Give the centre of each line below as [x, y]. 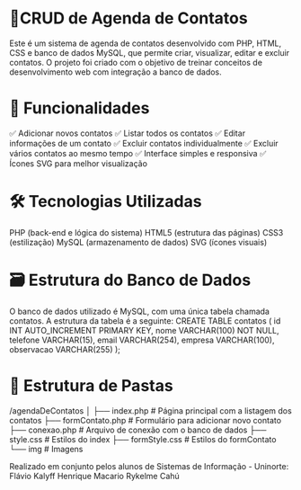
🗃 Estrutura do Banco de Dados [130, 280]
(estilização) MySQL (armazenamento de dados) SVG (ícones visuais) [138, 242]
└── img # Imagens [46, 449]
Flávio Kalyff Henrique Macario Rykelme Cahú [94, 476]
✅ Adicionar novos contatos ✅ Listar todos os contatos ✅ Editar [127, 133]
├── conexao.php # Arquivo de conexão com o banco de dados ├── [138, 430]
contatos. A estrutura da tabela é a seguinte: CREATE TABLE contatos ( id [145, 321]
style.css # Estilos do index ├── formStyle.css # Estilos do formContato [143, 439]
